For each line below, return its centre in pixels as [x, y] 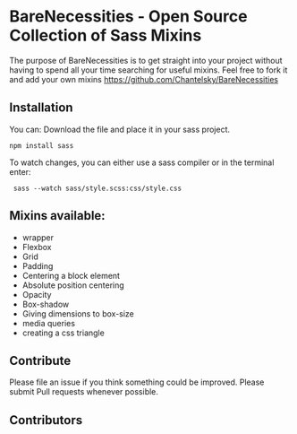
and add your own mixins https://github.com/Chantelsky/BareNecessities [144, 79]
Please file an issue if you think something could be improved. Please [137, 382]
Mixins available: [57, 216]
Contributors [46, 420]
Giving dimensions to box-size [78, 313]
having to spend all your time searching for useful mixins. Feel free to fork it [148, 70]
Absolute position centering [73, 285]
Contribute [40, 360]
